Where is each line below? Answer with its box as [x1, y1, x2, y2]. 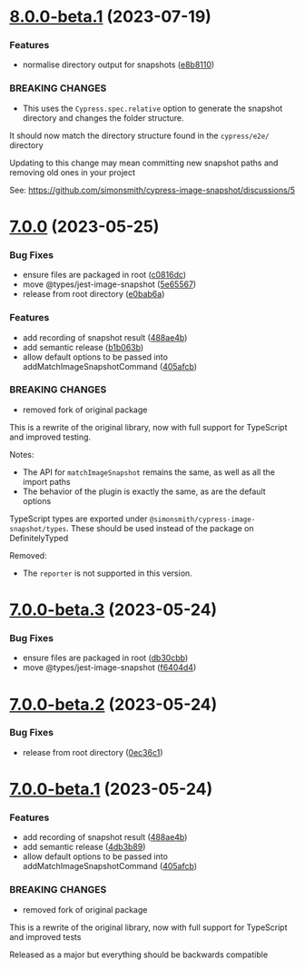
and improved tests [9, 931, 82, 942]
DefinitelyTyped [9, 532, 69, 543]
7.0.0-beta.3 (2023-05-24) [9, 599, 218, 620]
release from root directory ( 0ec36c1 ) [22, 747, 163, 757]
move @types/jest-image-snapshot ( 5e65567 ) [22, 279, 197, 290]
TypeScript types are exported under [9, 513, 148, 524]
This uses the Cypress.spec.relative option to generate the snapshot [22, 103, 283, 114]
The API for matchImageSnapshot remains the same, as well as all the [22, 466, 275, 478]
